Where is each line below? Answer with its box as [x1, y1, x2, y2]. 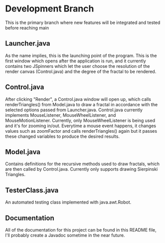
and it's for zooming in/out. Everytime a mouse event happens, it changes [5, 123, 157, 129]
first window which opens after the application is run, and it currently [5, 58, 146, 64]
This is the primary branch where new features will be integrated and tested [5, 19, 161, 25]
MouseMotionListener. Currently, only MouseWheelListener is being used [5, 117, 156, 123]
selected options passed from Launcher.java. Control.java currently [5, 107, 143, 113]
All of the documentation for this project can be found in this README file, [5, 227, 157, 233]
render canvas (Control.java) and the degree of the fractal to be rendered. [5, 68, 157, 74]
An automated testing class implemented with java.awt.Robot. [5, 199, 132, 205]
